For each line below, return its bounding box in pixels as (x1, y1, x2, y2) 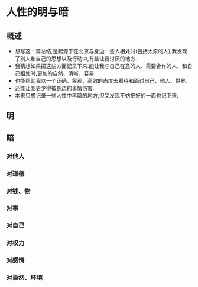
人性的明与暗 (6, 5, 69, 19)
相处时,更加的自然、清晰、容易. (20, 70, 96, 77)
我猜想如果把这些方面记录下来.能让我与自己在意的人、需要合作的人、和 (14, 63, 187, 69)
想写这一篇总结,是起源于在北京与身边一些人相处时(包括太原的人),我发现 (14, 48, 188, 54)
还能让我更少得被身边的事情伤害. (14, 85, 95, 92)
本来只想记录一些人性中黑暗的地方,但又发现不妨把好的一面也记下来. (14, 92, 178, 99)
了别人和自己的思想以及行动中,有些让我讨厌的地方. (14, 55, 137, 62)
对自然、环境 (6, 273, 43, 282)
